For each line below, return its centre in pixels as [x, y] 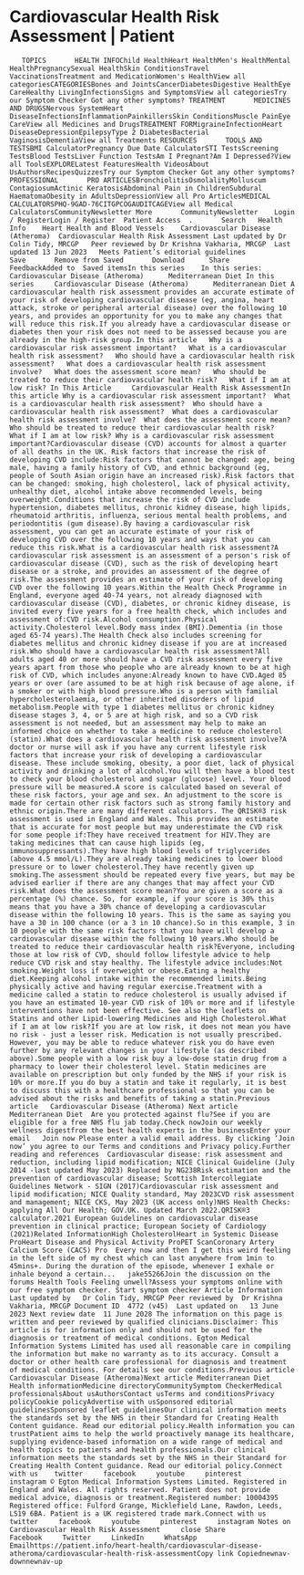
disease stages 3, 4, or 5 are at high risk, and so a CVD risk [134, 715]
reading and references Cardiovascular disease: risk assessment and [146, 1154]
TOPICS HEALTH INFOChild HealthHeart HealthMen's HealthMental [156, 60]
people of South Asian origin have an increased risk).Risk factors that [152, 475]
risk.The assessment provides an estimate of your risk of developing [146, 579]
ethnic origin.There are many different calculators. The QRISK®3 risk [148, 811]
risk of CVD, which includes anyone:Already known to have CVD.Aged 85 [148, 675]
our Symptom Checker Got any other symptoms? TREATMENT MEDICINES [150, 100]
